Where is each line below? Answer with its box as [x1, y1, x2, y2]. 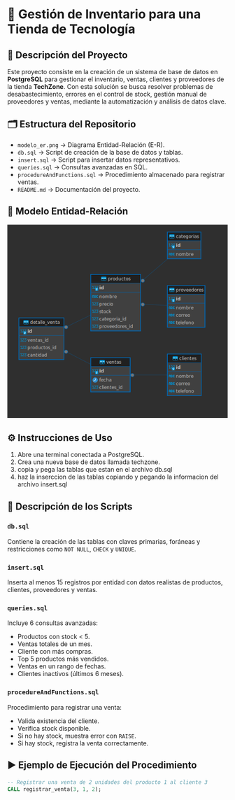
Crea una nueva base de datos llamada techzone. [17, 458, 161, 466]
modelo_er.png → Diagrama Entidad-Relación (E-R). [17, 140, 165, 149]
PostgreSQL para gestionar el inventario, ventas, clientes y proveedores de [7, 75, 225, 83]
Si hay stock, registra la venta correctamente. [17, 738, 149, 748]
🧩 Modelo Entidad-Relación [7, 206, 129, 218]
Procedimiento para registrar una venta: [7, 703, 122, 711]
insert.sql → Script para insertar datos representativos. [17, 155, 180, 164]
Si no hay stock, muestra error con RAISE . [17, 731, 136, 740]
